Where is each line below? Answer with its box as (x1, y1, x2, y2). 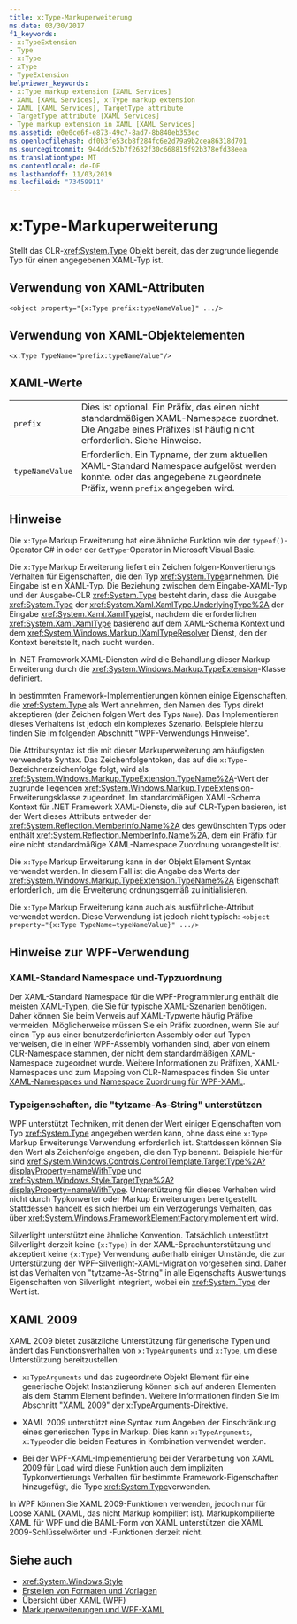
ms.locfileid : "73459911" (9, 178, 104, 187)
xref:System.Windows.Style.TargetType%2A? (9, 1175, 174, 1186)
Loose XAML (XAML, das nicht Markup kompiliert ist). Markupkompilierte (9, 1508, 276, 1519)
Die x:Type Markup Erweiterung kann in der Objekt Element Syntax (9, 856, 252, 867)
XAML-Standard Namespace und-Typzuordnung (9, 972, 223, 984)
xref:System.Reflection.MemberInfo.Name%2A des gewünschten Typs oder (9, 821, 286, 832)
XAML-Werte (9, 376, 83, 391)
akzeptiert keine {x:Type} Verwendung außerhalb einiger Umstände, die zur (9, 1249, 286, 1260)
